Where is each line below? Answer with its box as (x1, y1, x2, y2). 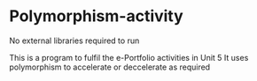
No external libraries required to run (9, 35, 140, 46)
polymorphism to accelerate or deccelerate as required (9, 62, 211, 72)
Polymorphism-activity (9, 6, 183, 26)
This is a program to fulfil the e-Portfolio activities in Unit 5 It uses (9, 52, 249, 63)
